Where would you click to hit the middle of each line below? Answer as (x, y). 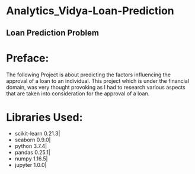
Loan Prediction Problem (53, 33)
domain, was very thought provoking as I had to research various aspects (96, 87)
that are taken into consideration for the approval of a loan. (78, 94)
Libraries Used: (44, 117)
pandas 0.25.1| (32, 153)
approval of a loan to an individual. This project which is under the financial (98, 80)
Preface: (28, 58)
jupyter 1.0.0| (31, 165)
